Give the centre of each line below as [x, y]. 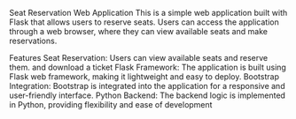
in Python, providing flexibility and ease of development [111, 104]
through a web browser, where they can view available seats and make [139, 31]
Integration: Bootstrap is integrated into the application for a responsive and [147, 86]
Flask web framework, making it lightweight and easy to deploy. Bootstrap [144, 77]
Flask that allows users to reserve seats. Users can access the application [144, 22]
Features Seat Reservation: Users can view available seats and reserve [139, 58]
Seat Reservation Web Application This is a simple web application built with [148, 13]
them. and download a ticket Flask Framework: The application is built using [148, 67]
